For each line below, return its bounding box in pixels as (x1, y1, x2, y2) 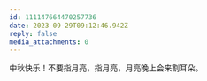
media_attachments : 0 (9, 37, 89, 47)
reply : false (9, 29, 57, 38)
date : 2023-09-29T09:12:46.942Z (9, 21, 128, 30)
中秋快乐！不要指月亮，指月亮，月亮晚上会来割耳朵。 (9, 63, 203, 73)
